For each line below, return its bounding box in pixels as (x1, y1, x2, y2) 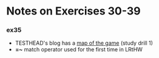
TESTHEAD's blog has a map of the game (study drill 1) (15, 39, 154, 47)
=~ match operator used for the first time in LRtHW (15, 46, 143, 53)
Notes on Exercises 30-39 (6, 4, 141, 18)
